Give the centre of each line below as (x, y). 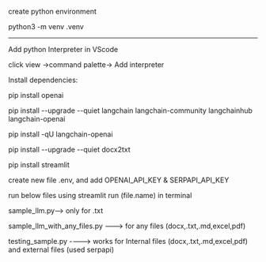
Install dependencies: (43, 80)
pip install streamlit (39, 165)
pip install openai (36, 95)
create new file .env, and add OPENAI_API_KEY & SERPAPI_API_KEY (119, 180)
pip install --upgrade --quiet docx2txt (69, 150)
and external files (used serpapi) (61, 249)
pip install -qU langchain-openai (61, 134)
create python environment (53, 11)
